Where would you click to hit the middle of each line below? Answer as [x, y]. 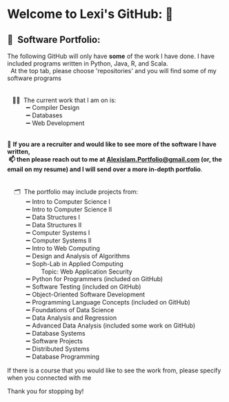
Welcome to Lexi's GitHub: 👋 [90, 14]
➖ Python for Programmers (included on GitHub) [94, 279]
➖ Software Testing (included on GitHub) [83, 287]
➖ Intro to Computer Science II [69, 209]
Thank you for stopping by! [46, 391]
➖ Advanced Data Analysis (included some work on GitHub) [111, 325]
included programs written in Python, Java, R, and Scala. [88, 64]
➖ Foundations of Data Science [70, 310]
